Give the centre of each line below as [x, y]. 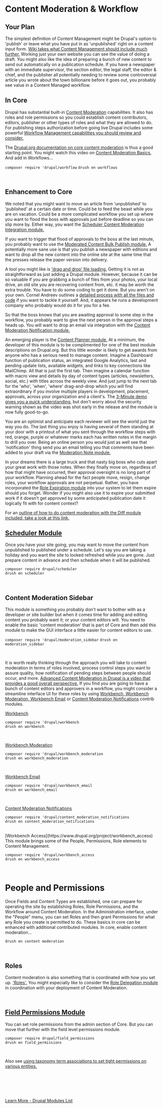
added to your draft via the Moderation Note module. [58, 452]
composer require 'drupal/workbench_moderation [54, 754]
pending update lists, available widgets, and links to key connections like [78, 365]
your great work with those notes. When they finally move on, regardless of [81, 467]
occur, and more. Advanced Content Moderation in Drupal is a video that [78, 678]
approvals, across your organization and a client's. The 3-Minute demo [76, 396]
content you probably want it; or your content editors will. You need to [75, 620]
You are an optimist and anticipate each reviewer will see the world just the [80, 421]
